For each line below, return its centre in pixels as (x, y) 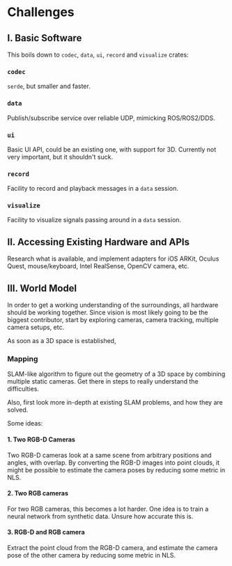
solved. (18, 410)
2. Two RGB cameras (38, 493)
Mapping (23, 359)
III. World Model (42, 288)
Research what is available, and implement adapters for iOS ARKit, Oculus (113, 259)
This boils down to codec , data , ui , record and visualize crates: (98, 55)
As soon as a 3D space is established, (62, 341)
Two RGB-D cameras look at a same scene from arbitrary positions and (109, 455)
